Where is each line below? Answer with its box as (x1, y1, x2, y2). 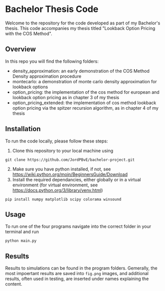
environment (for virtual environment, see (12, 182, 98, 188)
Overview (5, 45, 36, 53)
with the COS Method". (5, 30, 52, 36)
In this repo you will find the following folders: (5, 58, 99, 64)
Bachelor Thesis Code (5, 3, 99, 15)
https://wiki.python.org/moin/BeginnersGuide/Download (12, 171, 128, 177)
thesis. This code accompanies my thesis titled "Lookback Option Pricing (5, 25, 156, 31)
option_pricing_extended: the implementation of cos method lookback (12, 100, 157, 106)
